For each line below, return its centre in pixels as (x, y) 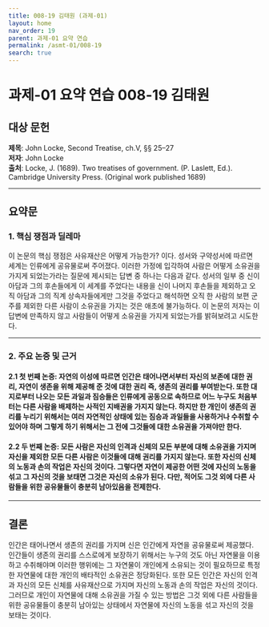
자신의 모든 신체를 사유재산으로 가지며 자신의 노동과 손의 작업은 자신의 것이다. (137, 585)
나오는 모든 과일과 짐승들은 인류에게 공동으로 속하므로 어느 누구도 (136, 397)
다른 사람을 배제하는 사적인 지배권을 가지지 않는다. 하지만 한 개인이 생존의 (135, 407)
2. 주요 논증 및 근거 (43, 356)
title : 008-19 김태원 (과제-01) (58, 16)
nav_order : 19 (32, 30)
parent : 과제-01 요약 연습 (48, 38)
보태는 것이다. (30, 615)
